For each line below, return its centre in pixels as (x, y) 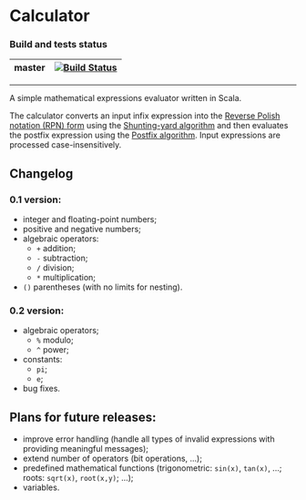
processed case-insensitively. (66, 145)
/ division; (55, 268)
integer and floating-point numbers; (90, 219)
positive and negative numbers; (82, 230)
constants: (42, 360)
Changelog (41, 173)
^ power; (53, 350)
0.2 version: (37, 311)
